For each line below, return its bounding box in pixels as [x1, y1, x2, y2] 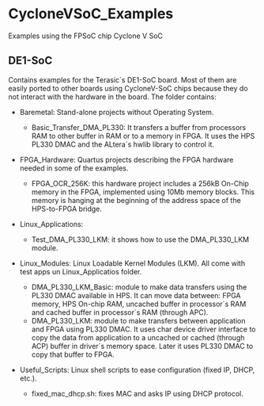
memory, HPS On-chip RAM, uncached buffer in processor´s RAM [31, 299, 247, 308]
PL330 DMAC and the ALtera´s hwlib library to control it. [31, 140, 215, 149]
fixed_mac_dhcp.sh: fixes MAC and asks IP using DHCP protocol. [31, 389, 243, 398]
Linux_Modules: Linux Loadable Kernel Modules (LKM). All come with [19, 259, 246, 268]
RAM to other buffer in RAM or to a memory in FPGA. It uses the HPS [31, 131, 255, 140]
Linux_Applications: [19, 219, 84, 228]
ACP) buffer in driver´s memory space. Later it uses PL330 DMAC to [31, 341, 254, 350]
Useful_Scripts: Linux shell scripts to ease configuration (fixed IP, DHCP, [19, 365, 255, 374]
